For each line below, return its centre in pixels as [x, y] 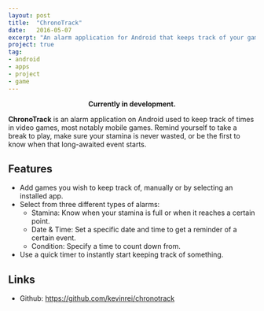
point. [40, 221]
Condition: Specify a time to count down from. [106, 246]
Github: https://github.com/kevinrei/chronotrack [97, 298]
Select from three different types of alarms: [90, 205]
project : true [31, 45]
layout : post [29, 15]
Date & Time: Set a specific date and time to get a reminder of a [134, 230]
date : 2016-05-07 [40, 30]
